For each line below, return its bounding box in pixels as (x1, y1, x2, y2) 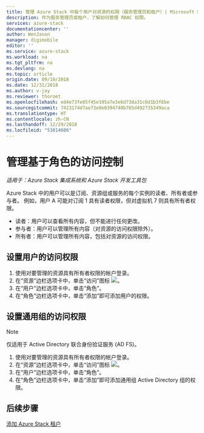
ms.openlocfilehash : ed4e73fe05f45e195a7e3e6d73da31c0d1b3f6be (6, 99, 170, 105)
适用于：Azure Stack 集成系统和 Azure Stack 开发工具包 (6, 176, 147, 184)
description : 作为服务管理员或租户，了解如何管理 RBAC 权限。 (6, 15, 149, 21)
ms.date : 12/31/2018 (6, 82, 59, 89)
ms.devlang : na (6, 65, 45, 72)
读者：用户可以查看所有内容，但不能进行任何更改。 (15, 217, 143, 224)
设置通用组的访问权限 (6, 312, 86, 322)
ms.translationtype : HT (6, 110, 67, 116)
